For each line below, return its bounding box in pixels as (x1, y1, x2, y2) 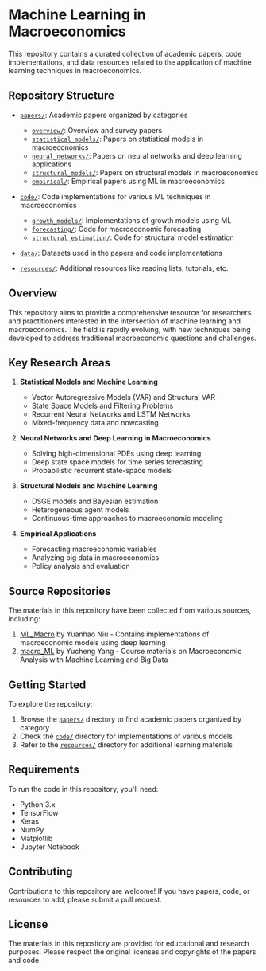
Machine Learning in (8, 6, 147, 24)
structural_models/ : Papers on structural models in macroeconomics (31, 167, 259, 177)
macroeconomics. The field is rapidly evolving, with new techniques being (8, 324, 251, 334)
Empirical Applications (19, 529, 97, 538)
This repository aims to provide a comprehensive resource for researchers (8, 307, 252, 317)
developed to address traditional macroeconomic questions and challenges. (8, 333, 256, 343)
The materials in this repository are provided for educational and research (8, 938, 249, 949)
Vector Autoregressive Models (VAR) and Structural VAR (31, 393, 216, 402)
